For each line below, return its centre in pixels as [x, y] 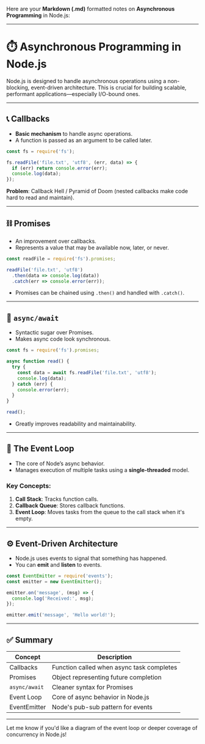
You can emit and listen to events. [58, 564]
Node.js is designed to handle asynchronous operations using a [86, 81]
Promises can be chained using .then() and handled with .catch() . [100, 293]
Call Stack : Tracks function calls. [57, 499]
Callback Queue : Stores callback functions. [70, 506]
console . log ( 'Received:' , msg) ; [53, 599]
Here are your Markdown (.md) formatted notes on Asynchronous [91, 9]
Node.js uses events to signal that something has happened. [91, 558]
